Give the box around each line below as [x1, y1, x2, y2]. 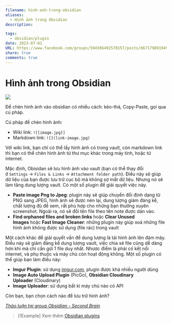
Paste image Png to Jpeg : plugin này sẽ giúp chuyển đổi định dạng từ [12, 192, 161, 198]
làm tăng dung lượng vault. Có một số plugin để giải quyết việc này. [5, 182, 147, 188]
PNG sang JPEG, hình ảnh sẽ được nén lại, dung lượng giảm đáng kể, [12, 197, 158, 204]
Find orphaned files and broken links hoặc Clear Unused [12, 214, 135, 220]
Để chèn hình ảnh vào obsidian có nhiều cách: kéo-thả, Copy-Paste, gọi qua [5, 104, 166, 110]
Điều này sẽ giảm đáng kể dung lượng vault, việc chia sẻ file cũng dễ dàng [5, 240, 162, 246]
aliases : [5, 12, 24, 17]
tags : [5, 31, 17, 37]
